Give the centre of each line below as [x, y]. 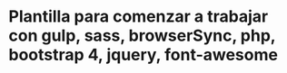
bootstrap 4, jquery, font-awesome [143, 55]
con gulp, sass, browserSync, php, [142, 36]
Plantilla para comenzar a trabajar [139, 17]
